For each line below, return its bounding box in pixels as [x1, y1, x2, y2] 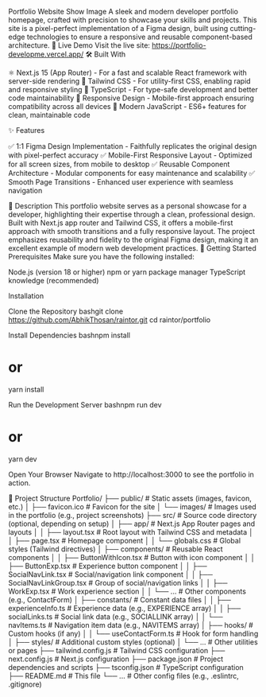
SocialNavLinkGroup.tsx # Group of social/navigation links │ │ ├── [8, 578, 228, 587]
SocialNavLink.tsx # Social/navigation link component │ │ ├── [8, 569, 213, 579]
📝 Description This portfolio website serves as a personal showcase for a [8, 201, 248, 210]
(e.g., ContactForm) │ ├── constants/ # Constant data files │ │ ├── [8, 594, 232, 604]
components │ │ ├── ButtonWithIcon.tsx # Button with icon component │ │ [8, 552, 256, 562]
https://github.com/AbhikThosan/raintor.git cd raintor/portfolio [8, 315, 211, 325]
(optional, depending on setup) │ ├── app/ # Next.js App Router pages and [8, 519, 256, 528]
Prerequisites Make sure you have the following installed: [8, 252, 195, 261]
